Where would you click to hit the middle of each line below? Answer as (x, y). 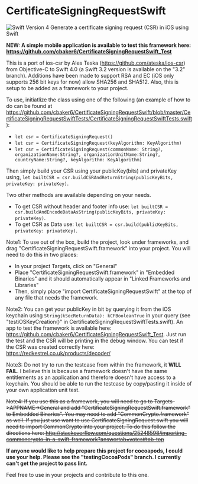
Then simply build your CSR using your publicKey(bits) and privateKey (92, 171)
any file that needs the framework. (56, 297)
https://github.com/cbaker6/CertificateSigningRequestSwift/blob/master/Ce (98, 112)
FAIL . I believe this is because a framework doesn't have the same (87, 371)
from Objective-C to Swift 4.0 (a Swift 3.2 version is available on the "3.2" (96, 69)
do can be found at (29, 106)
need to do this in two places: (42, 254)
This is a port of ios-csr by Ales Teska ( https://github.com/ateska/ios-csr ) (96, 63)
